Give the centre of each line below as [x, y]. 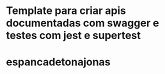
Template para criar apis [66, 11]
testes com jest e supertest [73, 36]
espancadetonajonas [58, 62]
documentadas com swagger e [82, 23]
